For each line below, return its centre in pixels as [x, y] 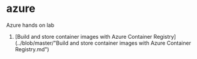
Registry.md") [32, 49]
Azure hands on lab [30, 25]
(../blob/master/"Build [42, 43]
